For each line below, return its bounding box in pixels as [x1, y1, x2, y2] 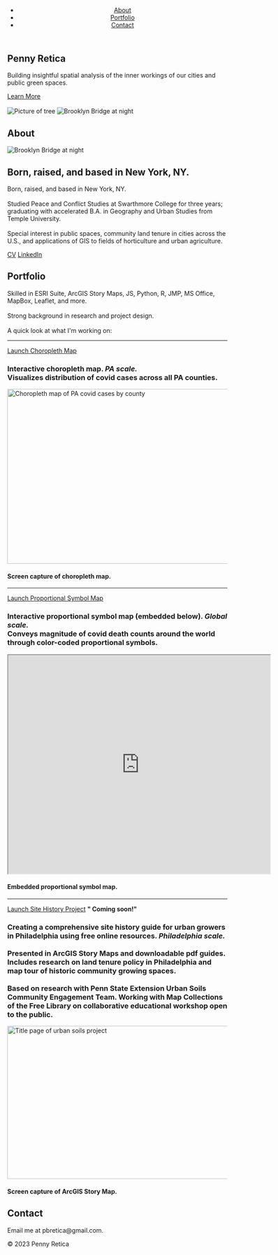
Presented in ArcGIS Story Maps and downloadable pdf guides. [7, 948, 226, 958]
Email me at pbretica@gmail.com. [7, 1226, 104, 1234]
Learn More [7, 92, 41, 101]
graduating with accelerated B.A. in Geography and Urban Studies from [7, 207, 213, 215]
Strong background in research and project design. [7, 311, 154, 320]
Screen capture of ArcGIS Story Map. [7, 1187, 117, 1196]
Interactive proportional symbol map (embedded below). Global [7, 611, 228, 621]
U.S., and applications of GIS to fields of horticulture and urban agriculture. [7, 237, 223, 246]
